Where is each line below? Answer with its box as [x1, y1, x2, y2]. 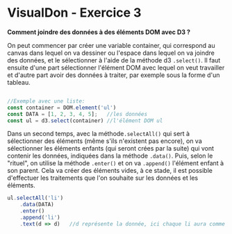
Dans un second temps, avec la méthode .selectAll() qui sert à [7, 130, 190, 138]
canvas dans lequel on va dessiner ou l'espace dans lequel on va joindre [7, 49, 215, 57]
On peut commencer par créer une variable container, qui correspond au [7, 41, 215, 49]
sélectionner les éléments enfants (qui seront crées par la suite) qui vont [7, 144, 214, 153]
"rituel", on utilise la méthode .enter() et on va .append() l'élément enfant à [7, 159, 224, 167]
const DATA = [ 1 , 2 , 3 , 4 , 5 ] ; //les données [7, 110, 148, 117]
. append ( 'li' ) [19, 214, 60, 222]
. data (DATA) [19, 201, 54, 208]
